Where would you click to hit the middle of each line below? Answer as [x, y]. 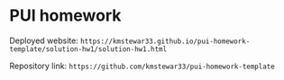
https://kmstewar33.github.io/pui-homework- [165, 41]
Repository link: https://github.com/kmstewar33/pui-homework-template [142, 66]
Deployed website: [44, 40]
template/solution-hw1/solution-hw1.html [88, 49]
